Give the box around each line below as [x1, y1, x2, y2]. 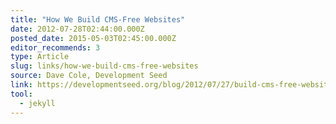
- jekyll [19, 98, 56, 108]
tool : [10, 89, 33, 99]
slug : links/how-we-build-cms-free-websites [10, 61, 199, 71]
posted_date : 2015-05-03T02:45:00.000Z [10, 33, 177, 43]
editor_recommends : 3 [10, 42, 101, 53]
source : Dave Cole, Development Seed [10, 71, 168, 81]
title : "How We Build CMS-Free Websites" [10, 14, 186, 25]
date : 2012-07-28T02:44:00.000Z [10, 24, 145, 34]
